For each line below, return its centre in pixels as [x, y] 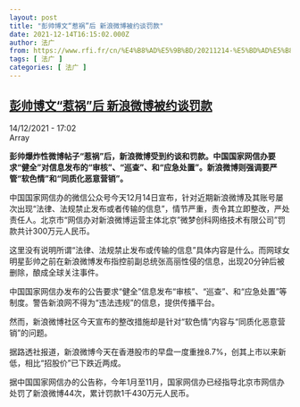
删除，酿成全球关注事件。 [56, 272]
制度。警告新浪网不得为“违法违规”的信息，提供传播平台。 [115, 302]
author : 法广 [32, 42]
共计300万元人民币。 [56, 231]
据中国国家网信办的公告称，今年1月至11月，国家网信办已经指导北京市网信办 [147, 382]
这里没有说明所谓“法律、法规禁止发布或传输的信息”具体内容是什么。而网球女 [150, 250]
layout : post [33, 17]
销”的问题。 [31, 333]
